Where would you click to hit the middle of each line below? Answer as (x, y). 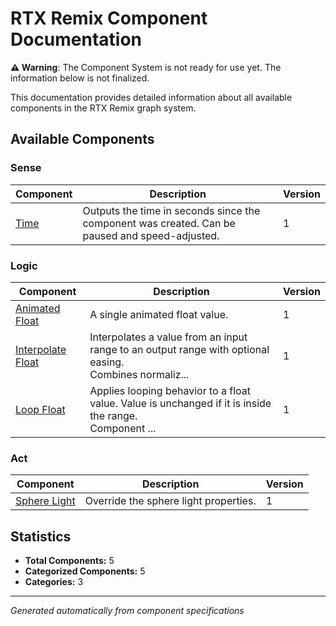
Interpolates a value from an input (168, 337)
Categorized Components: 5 (85, 571)
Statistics (41, 536)
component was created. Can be (159, 223)
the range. (113, 415)
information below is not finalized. (80, 78)
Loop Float (40, 409)
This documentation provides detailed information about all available (151, 97)
